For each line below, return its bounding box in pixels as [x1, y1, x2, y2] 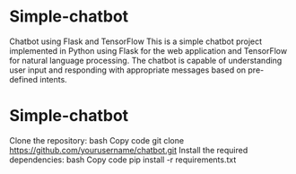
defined [9, 74, 39, 84]
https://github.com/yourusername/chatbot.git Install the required [9, 144, 248, 155]
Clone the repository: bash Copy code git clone [9, 135, 185, 145]
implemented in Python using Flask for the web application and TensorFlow [9, 45, 288, 56]
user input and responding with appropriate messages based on [9, 65, 247, 75]
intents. [39, 74, 67, 84]
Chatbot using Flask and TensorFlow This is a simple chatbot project [9, 36, 263, 47]
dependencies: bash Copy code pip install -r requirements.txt [9, 154, 237, 165]
